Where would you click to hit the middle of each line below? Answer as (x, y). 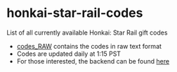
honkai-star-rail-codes (75, 13)
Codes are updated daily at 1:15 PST (68, 54)
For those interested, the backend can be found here (93, 61)
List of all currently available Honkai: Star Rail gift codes (87, 32)
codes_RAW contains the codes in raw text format (89, 46)
